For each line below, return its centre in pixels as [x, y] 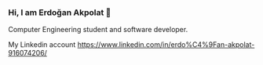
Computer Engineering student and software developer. [98, 30]
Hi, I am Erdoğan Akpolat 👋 [60, 13]
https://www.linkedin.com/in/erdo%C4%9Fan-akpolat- [166, 45]
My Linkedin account [42, 45]
